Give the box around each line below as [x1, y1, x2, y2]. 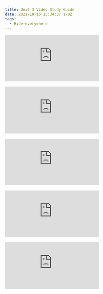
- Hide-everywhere [9, 21, 48, 26]
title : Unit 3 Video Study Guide [5, 7, 75, 12]
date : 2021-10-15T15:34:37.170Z [5, 12, 72, 17]
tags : [5, 16, 16, 21]
